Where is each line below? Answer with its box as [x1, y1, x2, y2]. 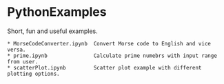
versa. [7, 46, 26, 53]
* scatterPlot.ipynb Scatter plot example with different [7, 64, 202, 71]
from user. [7, 58, 39, 65]
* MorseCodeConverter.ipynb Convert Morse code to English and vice [7, 40, 212, 47]
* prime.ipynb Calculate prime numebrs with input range [7, 52, 217, 59]
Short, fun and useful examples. [7, 27, 98, 35]
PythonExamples [7, 4, 107, 20]
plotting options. [7, 70, 60, 77]
